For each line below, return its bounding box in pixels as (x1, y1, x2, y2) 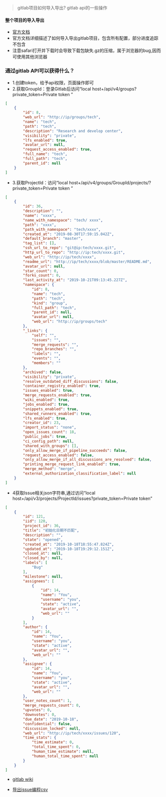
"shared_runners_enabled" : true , (23, 411, 92, 416)
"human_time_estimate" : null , (31, 749, 94, 754)
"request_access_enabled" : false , (23, 453, 94, 458)
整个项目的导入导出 (5, 17, 45, 23)
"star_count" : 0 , (23, 268, 58, 273)
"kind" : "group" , (31, 301, 68, 306)
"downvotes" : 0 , (23, 712, 56, 717)
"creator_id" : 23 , (23, 421, 61, 425)
